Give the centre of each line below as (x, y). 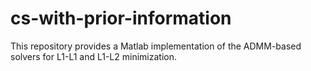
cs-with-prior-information (121, 18)
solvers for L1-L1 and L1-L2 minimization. (93, 56)
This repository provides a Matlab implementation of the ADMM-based (156, 46)
